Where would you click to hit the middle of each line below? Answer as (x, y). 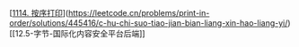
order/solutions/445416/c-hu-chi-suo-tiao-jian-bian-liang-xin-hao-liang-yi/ (149, 23)
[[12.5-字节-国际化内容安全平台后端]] (77, 33)
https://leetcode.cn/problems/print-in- (139, 13)
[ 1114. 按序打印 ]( (39, 13)
